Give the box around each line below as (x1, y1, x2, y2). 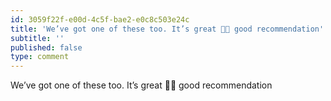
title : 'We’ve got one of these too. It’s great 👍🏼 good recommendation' (10, 24, 325, 34)
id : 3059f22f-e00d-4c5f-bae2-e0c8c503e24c (10, 14, 190, 25)
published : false (10, 42, 83, 53)
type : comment (10, 52, 70, 62)
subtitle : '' (10, 33, 65, 43)
